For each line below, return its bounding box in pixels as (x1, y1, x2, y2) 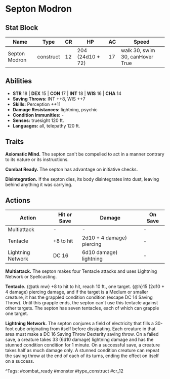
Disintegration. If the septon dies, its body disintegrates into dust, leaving (5, 176, 159, 182)
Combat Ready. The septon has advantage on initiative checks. (5, 166, 138, 172)
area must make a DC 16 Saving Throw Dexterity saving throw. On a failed (5, 331, 159, 337)
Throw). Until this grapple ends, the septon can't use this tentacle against (5, 300, 158, 306)
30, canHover (120, 53, 153, 60)
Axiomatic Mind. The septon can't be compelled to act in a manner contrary (5, 151, 164, 157)
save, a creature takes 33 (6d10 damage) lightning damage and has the (5, 336, 154, 343)
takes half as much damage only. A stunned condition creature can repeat (5, 348, 159, 354)
